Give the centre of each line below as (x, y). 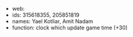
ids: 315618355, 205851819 (46, 15)
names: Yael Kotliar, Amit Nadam (53, 21)
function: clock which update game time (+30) (70, 27)
